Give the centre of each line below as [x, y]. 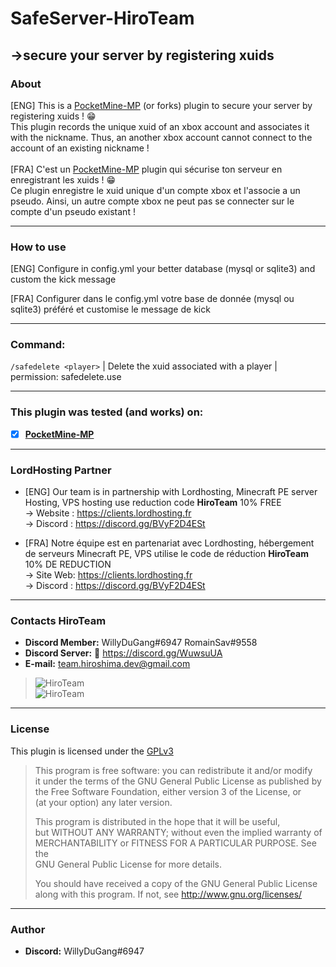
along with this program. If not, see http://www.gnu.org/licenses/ [168, 894]
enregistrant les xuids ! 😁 [63, 179]
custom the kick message [63, 279]
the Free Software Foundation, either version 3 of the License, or [168, 791]
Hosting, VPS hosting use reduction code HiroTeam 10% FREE [153, 503]
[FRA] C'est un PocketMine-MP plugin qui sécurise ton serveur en [146, 169]
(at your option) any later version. [103, 802]
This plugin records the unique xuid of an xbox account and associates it [160, 126]
